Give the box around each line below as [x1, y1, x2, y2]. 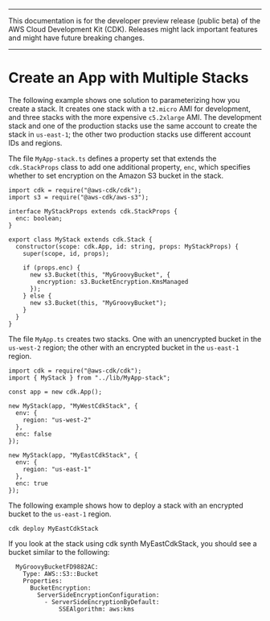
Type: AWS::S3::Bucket [22, 570, 99, 578]
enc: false [15, 430, 52, 438]
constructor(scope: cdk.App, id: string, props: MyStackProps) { [15, 242, 239, 250]
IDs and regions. [8, 138, 63, 147]
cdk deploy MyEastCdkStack [8, 524, 99, 533]
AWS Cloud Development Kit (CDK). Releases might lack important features [8, 25, 259, 34]
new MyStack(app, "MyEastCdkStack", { [8, 451, 138, 459]
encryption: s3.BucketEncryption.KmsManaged [37, 278, 189, 286]
